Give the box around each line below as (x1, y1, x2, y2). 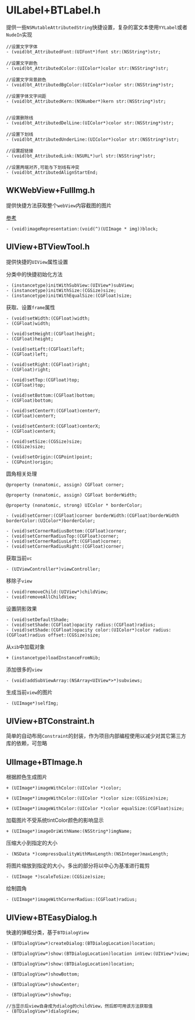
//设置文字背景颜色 (6, 77, 47, 83)
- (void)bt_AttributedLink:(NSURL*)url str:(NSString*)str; (6, 153, 156, 159)
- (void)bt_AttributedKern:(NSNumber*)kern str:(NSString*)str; (6, 98, 166, 104)
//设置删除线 (6, 115, 33, 121)
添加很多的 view (6, 666, 43, 673)
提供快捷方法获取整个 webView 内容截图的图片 (6, 202, 112, 209)
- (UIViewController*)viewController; (6, 566, 101, 572)
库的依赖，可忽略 (6, 740, 47, 747)
